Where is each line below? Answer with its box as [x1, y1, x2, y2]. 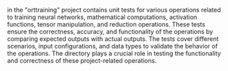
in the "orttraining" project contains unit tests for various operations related [7, 6, 221, 14]
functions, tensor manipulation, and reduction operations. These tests [7, 20, 206, 28]
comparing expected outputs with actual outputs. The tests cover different [7, 35, 219, 43]
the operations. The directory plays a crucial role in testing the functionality [7, 49, 221, 57]
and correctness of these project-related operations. [7, 57, 157, 64]
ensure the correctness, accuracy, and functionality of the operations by [7, 27, 213, 35]
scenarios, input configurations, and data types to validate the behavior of [7, 42, 218, 50]
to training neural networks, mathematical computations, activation [7, 13, 198, 21]
